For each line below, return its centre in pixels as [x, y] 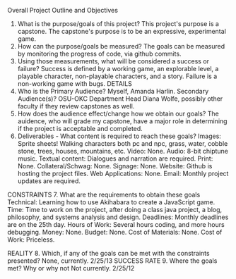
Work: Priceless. [31, 240]
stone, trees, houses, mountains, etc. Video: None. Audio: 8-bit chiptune [123, 151]
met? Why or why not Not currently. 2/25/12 [71, 268]
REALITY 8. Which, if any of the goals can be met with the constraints [108, 253]
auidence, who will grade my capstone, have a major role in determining [122, 121]
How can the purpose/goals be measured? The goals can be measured [121, 46]
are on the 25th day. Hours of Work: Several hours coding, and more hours [116, 224]
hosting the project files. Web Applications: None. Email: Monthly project [123, 173]
